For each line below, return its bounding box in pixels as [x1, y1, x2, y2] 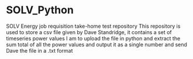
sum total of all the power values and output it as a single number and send [6, 41, 187, 48]
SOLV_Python [6, 3, 74, 17]
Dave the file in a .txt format [6, 47, 73, 54]
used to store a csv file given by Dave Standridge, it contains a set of [6, 28, 172, 35]
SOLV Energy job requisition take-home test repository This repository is [6, 23, 181, 30]
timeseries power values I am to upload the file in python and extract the [6, 35, 181, 42]
